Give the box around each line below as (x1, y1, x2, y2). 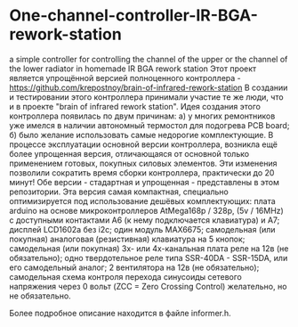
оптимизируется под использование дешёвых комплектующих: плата (9, 195, 276, 206)
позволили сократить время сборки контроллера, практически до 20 (9, 167, 275, 178)
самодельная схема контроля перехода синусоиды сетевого (9, 271, 243, 282)
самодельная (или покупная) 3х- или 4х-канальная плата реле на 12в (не (9, 242, 289, 254)
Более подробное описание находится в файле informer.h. (9, 307, 231, 318)
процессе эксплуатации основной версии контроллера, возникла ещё (9, 139, 278, 150)
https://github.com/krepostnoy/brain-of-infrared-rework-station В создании (9, 82, 288, 93)
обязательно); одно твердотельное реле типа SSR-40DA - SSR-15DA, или (9, 252, 288, 263)
